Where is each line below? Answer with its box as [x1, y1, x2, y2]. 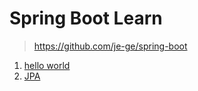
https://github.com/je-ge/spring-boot [33, 40, 188, 52]
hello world [23, 59, 71, 71]
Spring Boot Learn [9, 7, 163, 30]
